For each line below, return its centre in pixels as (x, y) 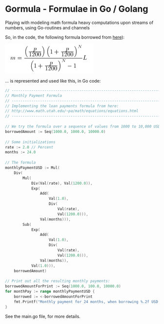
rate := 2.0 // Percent (29, 147)
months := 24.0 (20, 152)
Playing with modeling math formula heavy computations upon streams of (79, 22)
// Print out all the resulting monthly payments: (58, 281)
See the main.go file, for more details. (43, 316)
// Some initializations (30, 142)
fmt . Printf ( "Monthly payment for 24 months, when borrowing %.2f (82, 302)
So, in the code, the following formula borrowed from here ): (65, 37)
